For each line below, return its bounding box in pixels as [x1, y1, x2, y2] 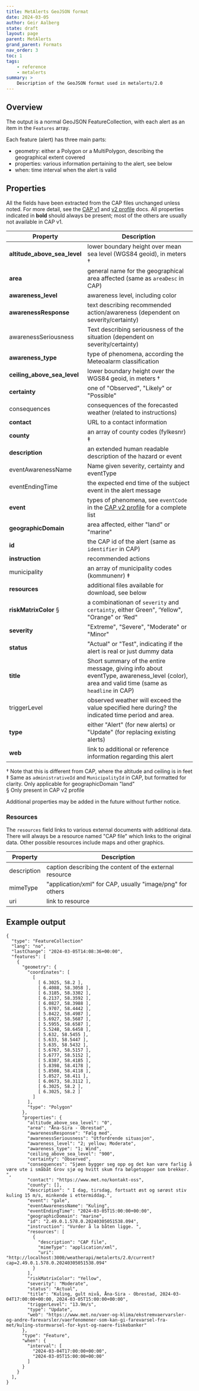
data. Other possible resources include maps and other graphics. [6, 839, 165, 846]
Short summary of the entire [87, 657, 166, 665]
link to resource [46, 897, 90, 905]
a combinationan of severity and [87, 598, 179, 606]
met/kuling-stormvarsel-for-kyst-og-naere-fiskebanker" [6, 1322, 147, 1328]
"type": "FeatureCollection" [11, 938, 84, 944]
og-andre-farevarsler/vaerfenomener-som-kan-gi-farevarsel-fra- [6, 1317, 168, 1323]
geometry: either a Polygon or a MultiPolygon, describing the [14, 147, 164, 154]
